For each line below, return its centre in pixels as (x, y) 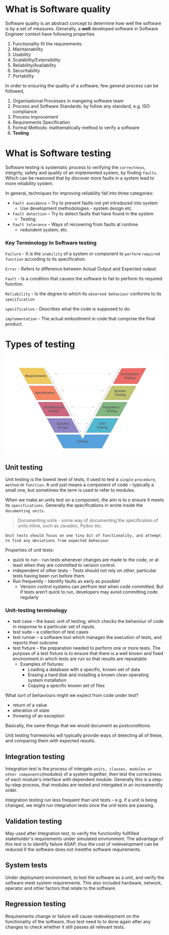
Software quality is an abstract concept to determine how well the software (83, 23)
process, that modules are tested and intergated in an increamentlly (93, 785)
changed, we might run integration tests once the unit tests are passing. (80, 805)
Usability (22, 54)
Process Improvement (35, 116)
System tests (26, 865)
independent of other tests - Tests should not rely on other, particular (84, 570)
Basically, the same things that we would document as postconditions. (78, 726)
